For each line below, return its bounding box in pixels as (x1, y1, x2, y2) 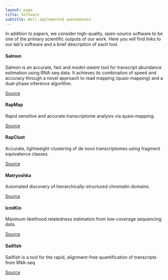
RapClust (5, 134, 25, 141)
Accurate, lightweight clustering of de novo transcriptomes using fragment (5, 145, 160, 152)
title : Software (5, 12, 39, 17)
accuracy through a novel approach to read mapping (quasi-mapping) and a (5, 75, 163, 81)
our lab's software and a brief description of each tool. (5, 41, 119, 48)
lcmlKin (5, 205, 22, 211)
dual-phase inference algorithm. (5, 80, 72, 86)
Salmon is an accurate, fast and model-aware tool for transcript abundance (5, 64, 162, 70)
